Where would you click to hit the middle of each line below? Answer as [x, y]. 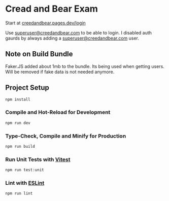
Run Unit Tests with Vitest [38, 159]
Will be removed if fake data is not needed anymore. [60, 72]
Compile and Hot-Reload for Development [58, 112]
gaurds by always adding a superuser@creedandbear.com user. [72, 38]
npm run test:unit [25, 170]
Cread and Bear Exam [52, 9]
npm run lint [19, 193]
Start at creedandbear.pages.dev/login [46, 23]
